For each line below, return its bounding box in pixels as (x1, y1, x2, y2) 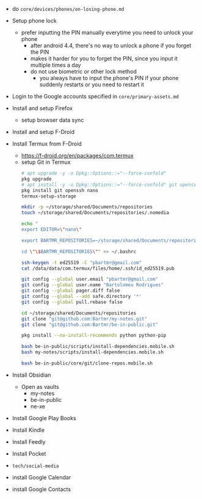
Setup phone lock (12, 17, 57, 24)
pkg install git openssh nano (21, 187, 99, 193)
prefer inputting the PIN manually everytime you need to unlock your (21, 29, 193, 36)
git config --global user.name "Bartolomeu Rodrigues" (21, 282, 164, 288)
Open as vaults (21, 383, 59, 390)
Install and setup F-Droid (12, 128, 75, 135)
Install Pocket (12, 449, 46, 457)
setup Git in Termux (21, 158, 71, 166)
